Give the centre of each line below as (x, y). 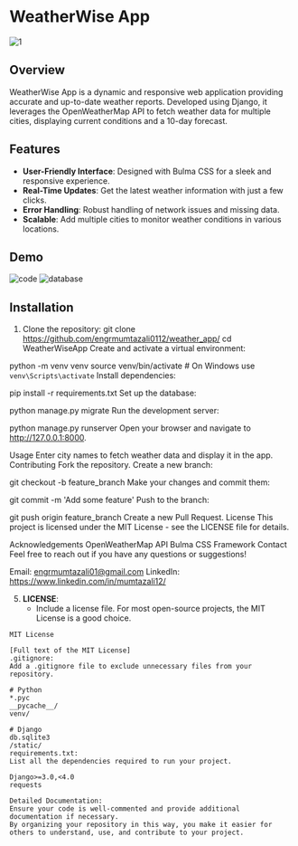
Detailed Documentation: (56, 801)
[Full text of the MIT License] (70, 651)
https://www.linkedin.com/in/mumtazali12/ (88, 582)
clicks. (34, 200)
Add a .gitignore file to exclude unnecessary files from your (131, 667)
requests (26, 785)
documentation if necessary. (64, 817)
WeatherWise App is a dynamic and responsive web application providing (146, 91)
